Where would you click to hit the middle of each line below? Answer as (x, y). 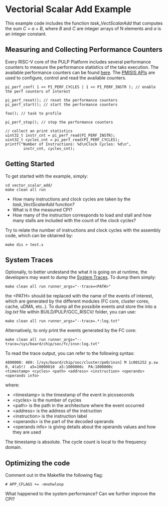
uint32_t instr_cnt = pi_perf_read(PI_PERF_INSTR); (60, 135)
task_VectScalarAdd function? (44, 204)
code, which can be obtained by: (39, 235)
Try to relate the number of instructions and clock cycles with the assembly (83, 230)
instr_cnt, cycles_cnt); (49, 148)
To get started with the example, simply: (47, 176)
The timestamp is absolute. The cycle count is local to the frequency (76, 442)
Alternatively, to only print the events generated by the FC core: (71, 331)
